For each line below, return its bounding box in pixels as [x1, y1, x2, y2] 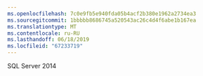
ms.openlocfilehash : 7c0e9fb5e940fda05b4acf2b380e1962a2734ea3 [7, 10, 197, 17]
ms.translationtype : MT [7, 23, 77, 30]
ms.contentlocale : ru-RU [7, 29, 80, 37]
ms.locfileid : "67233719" [7, 43, 83, 50]
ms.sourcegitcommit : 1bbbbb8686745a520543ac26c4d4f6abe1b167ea [7, 17, 197, 24]
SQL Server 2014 [7, 62, 57, 70]
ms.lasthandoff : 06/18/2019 [7, 36, 90, 43]
